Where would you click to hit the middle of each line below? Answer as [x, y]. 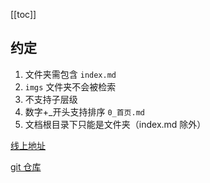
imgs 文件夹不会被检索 [70, 86]
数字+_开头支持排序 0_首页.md [84, 111]
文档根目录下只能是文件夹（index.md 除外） [115, 124]
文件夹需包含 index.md [70, 74]
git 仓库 [26, 166]
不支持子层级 [51, 99]
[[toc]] [23, 14]
